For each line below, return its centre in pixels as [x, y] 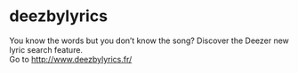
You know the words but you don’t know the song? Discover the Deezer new [149, 40]
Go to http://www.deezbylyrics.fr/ [71, 59]
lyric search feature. [46, 49]
